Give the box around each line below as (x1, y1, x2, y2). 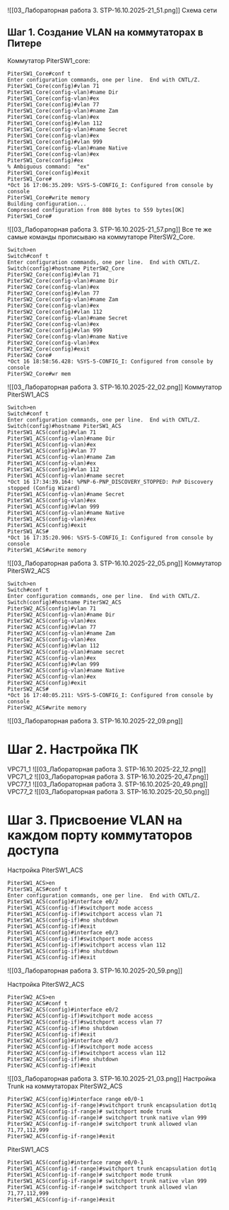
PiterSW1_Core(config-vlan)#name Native (7, 145, 129, 152)
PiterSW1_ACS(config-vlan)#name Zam (7, 453, 115, 460)
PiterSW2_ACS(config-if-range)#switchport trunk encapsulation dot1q (7, 1102, 217, 1109)
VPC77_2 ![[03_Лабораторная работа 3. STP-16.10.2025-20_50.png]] (7, 787, 210, 796)
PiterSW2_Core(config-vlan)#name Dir (7, 277, 119, 284)
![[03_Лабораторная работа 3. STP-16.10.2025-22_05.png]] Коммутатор (7, 559, 222, 567)
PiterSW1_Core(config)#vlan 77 (7, 101, 100, 108)
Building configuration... (7, 200, 87, 208)
